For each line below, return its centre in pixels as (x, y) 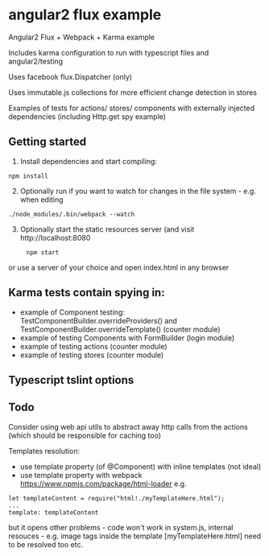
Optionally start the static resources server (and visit (107, 229)
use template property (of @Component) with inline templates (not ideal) (141, 466)
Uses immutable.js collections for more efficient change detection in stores (133, 92)
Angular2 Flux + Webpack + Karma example (82, 37)
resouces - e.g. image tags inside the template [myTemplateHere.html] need (135, 536)
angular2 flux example (85, 15)
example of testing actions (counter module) (93, 346)
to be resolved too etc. (46, 544)
